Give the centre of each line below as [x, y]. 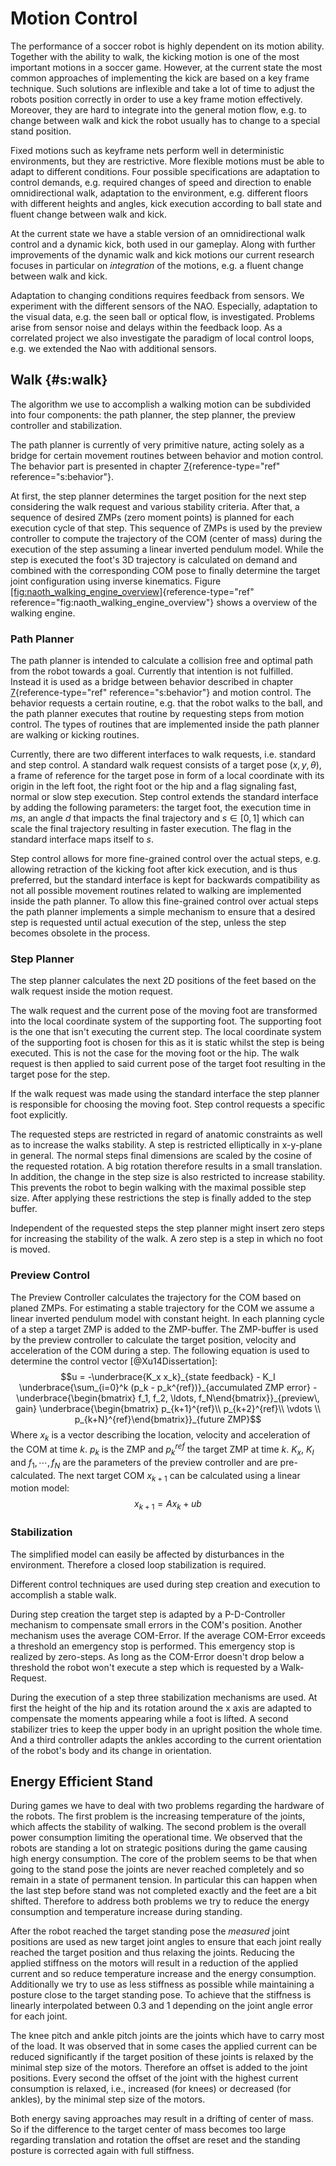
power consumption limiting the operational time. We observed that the [156, 1838]
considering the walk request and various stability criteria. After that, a [155, 506]
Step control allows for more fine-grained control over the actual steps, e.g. [166, 859]
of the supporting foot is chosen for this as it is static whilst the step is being [167, 1043]
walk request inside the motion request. [91, 991]
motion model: [40, 1488]
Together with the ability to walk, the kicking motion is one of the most [155, 56]
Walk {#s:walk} [59, 380]
